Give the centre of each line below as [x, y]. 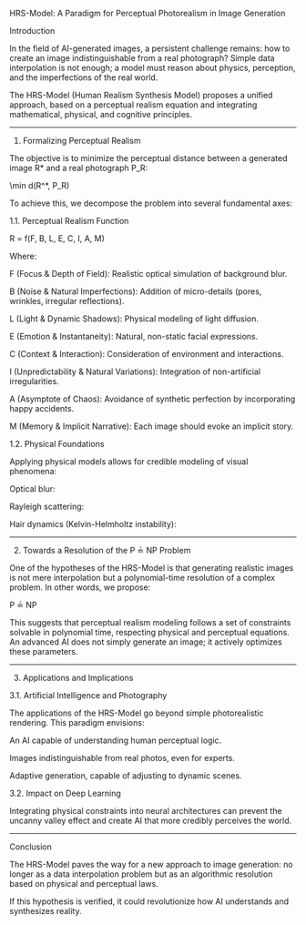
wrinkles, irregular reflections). [67, 301]
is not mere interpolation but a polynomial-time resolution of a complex [143, 578]
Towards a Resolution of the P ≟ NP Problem [107, 550]
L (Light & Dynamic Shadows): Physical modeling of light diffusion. [134, 319]
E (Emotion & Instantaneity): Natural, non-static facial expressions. [134, 336]
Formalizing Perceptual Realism [82, 141]
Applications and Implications [78, 678]
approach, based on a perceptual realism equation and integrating [133, 105]
